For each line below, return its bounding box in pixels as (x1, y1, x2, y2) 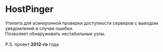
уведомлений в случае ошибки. (5, 25, 74, 31)
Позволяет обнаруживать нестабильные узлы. (5, 30, 106, 36)
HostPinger (5, 3, 54, 15)
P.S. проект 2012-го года (5, 41, 59, 47)
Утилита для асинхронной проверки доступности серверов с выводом (5, 20, 158, 26)
